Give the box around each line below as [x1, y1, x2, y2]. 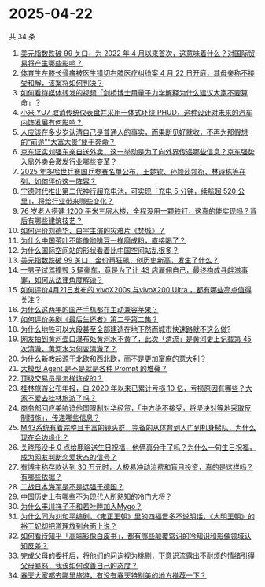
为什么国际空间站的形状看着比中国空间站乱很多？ [20, 245, 179, 254]
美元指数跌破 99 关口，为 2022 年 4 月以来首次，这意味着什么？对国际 [20, 48, 248, 58]
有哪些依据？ [20, 472, 62, 481]
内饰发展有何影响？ [20, 117, 83, 127]
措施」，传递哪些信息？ [27, 413, 101, 422]
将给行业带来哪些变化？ [37, 196, 114, 206]
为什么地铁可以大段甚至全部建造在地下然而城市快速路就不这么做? [20, 324, 231, 333]
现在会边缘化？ [20, 433, 69, 442]
